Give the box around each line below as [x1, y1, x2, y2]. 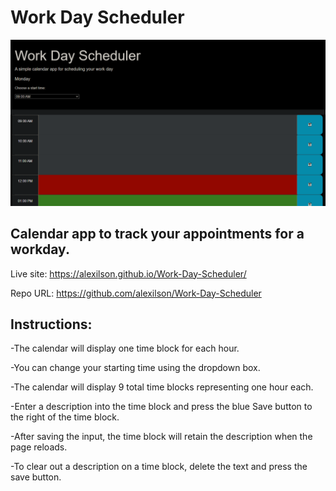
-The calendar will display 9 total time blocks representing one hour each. [10, 381, 314, 393]
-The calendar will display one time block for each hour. [10, 342, 240, 355]
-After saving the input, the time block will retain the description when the [10, 431, 313, 443]
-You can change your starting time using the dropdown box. [10, 362, 261, 374]
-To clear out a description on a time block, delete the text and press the [10, 461, 308, 473]
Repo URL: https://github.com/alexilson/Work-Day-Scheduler [10, 287, 262, 299]
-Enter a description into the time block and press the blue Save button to [10, 401, 313, 413]
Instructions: [10, 316, 93, 333]
